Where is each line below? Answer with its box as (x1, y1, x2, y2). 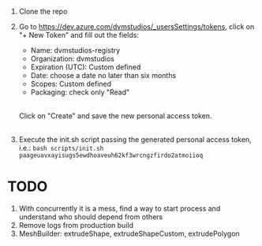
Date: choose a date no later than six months (30, 71, 177, 80)
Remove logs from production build (18, 220, 133, 229)
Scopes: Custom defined (30, 79, 112, 88)
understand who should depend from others (18, 212, 163, 222)
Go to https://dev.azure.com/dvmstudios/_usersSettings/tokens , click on (18, 22, 255, 31)
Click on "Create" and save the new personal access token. (18, 111, 212, 121)
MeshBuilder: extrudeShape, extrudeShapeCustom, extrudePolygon (18, 229, 240, 238)
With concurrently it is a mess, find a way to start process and (18, 203, 221, 213)
